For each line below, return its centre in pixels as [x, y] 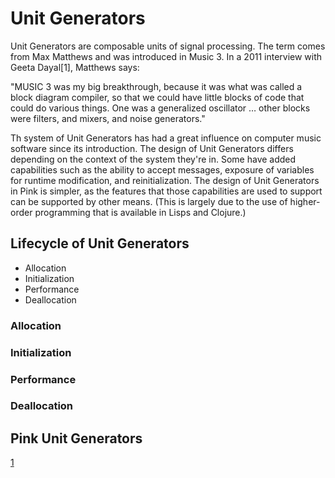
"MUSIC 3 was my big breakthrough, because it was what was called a [156, 86]
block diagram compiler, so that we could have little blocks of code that [157, 97]
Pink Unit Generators [76, 438]
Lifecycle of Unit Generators [100, 243]
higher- [305, 201]
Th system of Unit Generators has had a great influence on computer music [166, 138]
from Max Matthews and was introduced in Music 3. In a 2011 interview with [166, 56]
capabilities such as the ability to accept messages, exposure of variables [162, 169]
